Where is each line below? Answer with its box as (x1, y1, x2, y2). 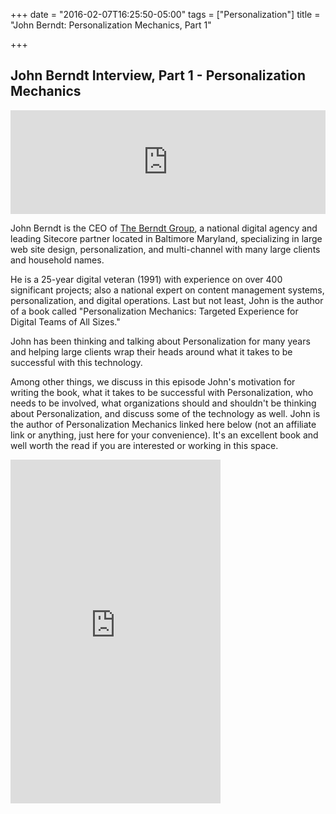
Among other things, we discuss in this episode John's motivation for (10, 375, 296, 388)
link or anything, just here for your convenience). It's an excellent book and (10, 429, 319, 441)
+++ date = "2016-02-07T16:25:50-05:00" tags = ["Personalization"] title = (10, 9, 321, 20)
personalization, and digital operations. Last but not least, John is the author (10, 294, 324, 306)
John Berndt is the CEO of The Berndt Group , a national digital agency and (10, 222, 318, 234)
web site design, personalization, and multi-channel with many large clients (10, 243, 321, 255)
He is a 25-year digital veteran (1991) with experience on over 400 (10, 273, 283, 285)
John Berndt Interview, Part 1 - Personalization (10, 67, 306, 84)
